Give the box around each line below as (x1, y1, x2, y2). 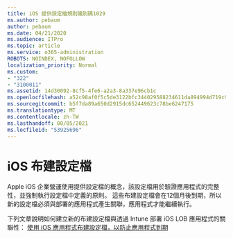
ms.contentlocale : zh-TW (7, 113, 79, 120)
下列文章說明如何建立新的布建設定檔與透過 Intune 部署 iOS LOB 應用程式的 (7, 214, 220, 223)
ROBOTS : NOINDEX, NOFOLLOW (7, 56, 85, 62)
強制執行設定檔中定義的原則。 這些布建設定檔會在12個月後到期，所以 (25, 192, 222, 200)
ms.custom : (7, 68, 39, 75)
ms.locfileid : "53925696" (7, 126, 82, 133)
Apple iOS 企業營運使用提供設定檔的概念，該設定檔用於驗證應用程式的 (7, 182, 208, 191)
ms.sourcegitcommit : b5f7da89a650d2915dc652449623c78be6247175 (7, 101, 194, 108)
